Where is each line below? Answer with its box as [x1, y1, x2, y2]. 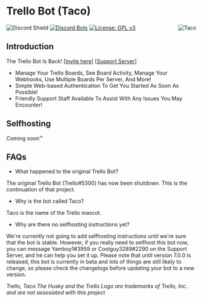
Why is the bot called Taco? [14, 197, 84, 205]
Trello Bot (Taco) [6, 4, 91, 18]
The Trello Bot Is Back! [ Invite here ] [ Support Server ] [6, 57, 137, 64]
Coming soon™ [6, 134, 43, 142]
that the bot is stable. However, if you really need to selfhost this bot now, [6, 239, 189, 246]
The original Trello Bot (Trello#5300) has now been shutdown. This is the [6, 179, 188, 187]
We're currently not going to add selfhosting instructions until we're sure [6, 233, 186, 240]
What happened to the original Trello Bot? [14, 168, 119, 175]
